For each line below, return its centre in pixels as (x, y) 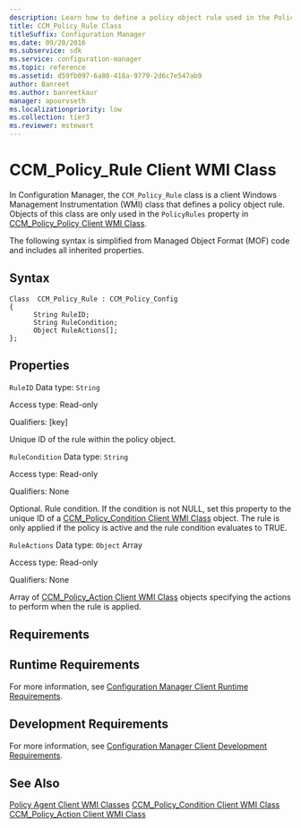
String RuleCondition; (75, 322)
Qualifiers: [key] (39, 422)
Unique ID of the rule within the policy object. (93, 439)
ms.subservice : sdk (46, 51)
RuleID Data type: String (55, 387)
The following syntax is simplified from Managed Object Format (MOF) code (150, 240)
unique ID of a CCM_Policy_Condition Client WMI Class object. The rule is (145, 518)
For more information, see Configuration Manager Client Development (138, 746)
